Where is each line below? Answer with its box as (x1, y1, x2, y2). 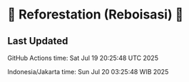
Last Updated (7, 35, 68, 47)
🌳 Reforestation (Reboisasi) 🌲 (7, 6, 184, 23)
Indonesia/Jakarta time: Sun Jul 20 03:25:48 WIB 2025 (7, 68, 169, 76)
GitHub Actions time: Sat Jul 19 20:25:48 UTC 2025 (7, 53, 159, 62)
